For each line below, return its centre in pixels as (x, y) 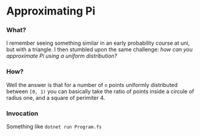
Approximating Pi (51, 11)
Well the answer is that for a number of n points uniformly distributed (92, 85)
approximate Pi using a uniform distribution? (62, 56)
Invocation (22, 113)
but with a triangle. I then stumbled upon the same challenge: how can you (99, 50)
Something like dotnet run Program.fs (54, 127)
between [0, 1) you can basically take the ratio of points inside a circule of (100, 91)
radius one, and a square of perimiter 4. (56, 97)
